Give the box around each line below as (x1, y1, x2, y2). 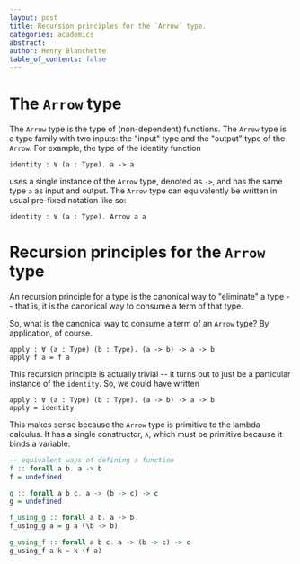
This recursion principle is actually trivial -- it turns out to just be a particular (9, 368, 291, 379)
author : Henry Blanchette (9, 47, 106, 56)
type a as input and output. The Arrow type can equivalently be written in (9, 185, 278, 196)
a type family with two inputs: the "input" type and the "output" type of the (9, 132, 286, 144)
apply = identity (9, 403, 75, 412)
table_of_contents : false (9, 55, 106, 64)
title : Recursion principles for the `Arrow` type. (9, 22, 207, 31)
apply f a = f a (9, 353, 70, 362)
